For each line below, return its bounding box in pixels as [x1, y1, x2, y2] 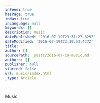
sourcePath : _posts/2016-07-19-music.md [5, 52, 90, 58]
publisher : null [5, 62, 38, 67]
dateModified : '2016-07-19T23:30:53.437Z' [5, 39, 94, 44]
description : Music [5, 30, 45, 35]
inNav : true [5, 16, 30, 21]
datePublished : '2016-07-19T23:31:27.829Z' [5, 35, 96, 40]
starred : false [5, 67, 36, 72]
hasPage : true [5, 12, 34, 17]
